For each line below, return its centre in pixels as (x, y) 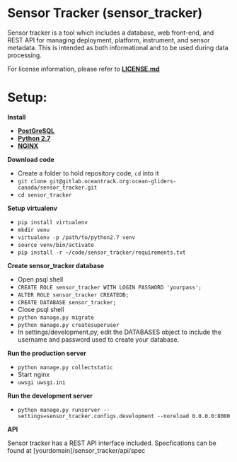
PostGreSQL (36, 131)
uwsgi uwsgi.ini (41, 382)
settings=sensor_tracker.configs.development (86, 416)
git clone (32, 181)
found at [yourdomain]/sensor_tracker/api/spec (76, 450)
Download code (31, 159)
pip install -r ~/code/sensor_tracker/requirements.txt (102, 253)
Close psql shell (41, 309)
